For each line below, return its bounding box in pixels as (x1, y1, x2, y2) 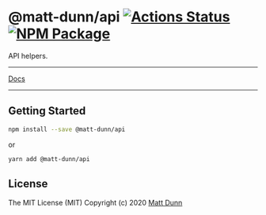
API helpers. (8, 51, 48, 60)
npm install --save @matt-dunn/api (8, 125, 126, 133)
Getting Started (8, 104, 86, 118)
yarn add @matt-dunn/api (8, 155, 90, 163)
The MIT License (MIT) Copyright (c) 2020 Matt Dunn (8, 198, 183, 208)
